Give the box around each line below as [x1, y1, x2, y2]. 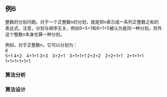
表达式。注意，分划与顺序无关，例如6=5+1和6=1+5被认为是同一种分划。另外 [5, 25, 162, 31]
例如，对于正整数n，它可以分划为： [5, 42, 78, 48]
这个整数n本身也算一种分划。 [5, 31, 65, 37]
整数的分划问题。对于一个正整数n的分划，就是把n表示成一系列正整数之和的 [5, 19, 159, 25]
